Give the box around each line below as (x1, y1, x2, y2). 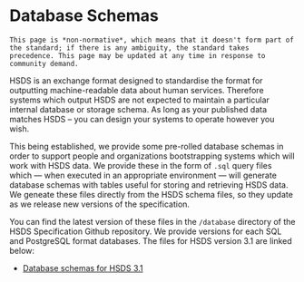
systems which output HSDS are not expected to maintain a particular (9, 94, 270, 105)
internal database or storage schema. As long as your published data (9, 103, 268, 114)
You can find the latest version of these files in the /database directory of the (9, 216, 296, 227)
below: (9, 245, 34, 256)
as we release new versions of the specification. (9, 199, 191, 209)
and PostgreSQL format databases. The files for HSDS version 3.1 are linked (9, 235, 292, 246)
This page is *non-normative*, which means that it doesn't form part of (9, 35, 295, 44)
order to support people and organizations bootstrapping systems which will (9, 151, 295, 161)
